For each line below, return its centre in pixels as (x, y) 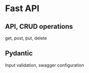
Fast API (22, 9)
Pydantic (19, 53)
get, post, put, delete (26, 38)
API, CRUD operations (39, 27)
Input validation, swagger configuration (45, 65)
